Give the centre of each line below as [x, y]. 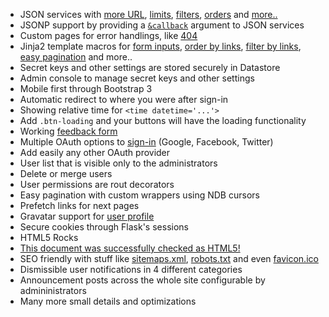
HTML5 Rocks [49, 237]
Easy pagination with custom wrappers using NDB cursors [139, 195]
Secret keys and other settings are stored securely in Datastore [150, 67]
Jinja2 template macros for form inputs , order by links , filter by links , [160, 46]
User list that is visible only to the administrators [118, 163]
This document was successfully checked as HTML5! [130, 248]
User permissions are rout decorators [97, 184]
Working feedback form [68, 131]
